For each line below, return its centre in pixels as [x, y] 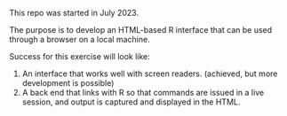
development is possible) [68, 83]
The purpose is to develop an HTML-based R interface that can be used [141, 30]
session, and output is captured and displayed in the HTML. [131, 102]
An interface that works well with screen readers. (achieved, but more [150, 73]
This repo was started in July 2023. [74, 13]
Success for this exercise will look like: [80, 56]
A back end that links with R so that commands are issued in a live [143, 93]
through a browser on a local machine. [80, 39]
